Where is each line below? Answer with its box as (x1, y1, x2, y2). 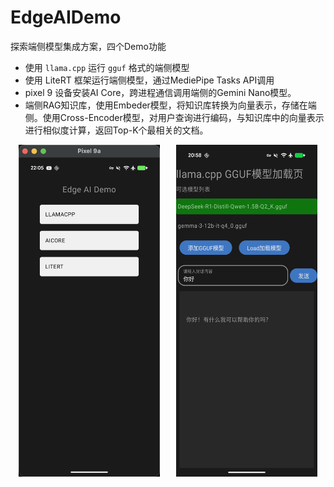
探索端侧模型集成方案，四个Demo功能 (10, 40, 167, 52)
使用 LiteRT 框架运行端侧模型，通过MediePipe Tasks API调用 (24, 74, 275, 86)
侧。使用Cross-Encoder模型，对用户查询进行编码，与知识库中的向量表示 (24, 111, 325, 123)
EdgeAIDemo (10, 6, 122, 29)
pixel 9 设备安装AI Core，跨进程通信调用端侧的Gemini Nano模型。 (24, 86, 297, 98)
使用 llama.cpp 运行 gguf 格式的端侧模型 (24, 61, 190, 73)
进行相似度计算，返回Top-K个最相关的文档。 (24, 124, 209, 136)
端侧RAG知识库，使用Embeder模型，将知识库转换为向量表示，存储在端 (24, 99, 317, 111)
